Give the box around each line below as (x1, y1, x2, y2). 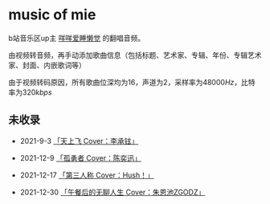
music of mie (8, 6, 96, 24)
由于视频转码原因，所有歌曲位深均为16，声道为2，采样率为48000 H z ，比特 (8, 77, 256, 87)
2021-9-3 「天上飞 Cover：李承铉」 (19, 136, 139, 145)
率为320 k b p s (8, 87, 52, 97)
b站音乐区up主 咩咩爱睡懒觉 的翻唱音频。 (8, 33, 145, 43)
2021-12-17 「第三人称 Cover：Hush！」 (19, 170, 154, 180)
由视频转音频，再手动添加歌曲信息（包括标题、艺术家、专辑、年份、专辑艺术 (8, 50, 262, 59)
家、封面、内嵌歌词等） (8, 60, 86, 70)
